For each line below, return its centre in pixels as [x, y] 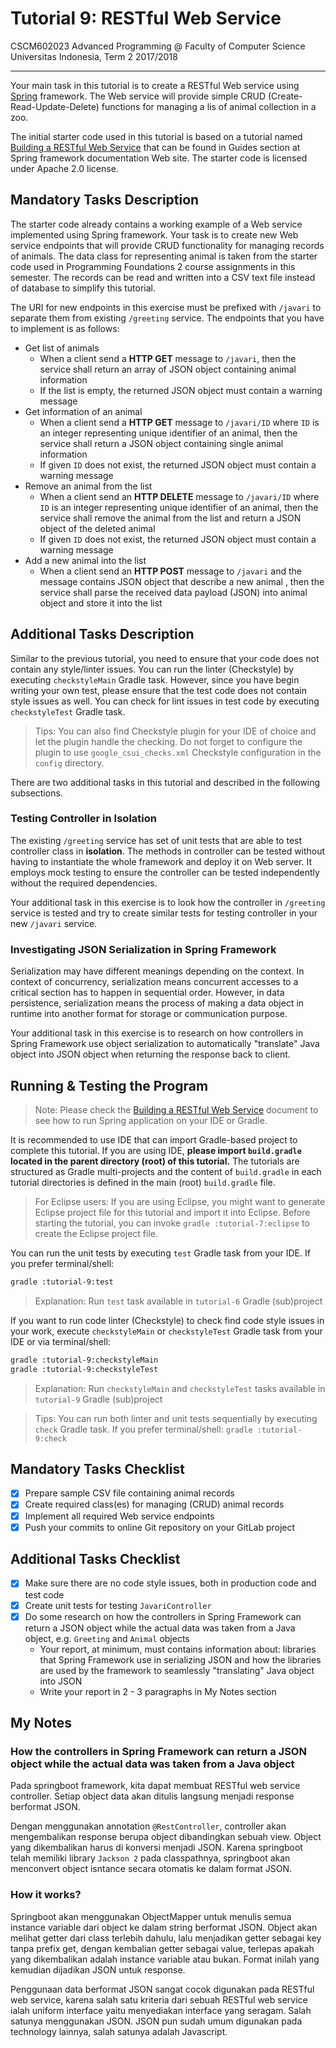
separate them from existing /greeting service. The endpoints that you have [167, 318]
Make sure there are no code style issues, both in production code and [170, 1583]
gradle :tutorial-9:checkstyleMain [84, 1360]
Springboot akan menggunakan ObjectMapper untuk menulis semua [151, 1916]
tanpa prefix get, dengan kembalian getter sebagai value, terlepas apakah [162, 1948]
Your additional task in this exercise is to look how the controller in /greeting [168, 902]
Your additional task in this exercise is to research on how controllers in [157, 1033]
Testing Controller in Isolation [83, 819]
